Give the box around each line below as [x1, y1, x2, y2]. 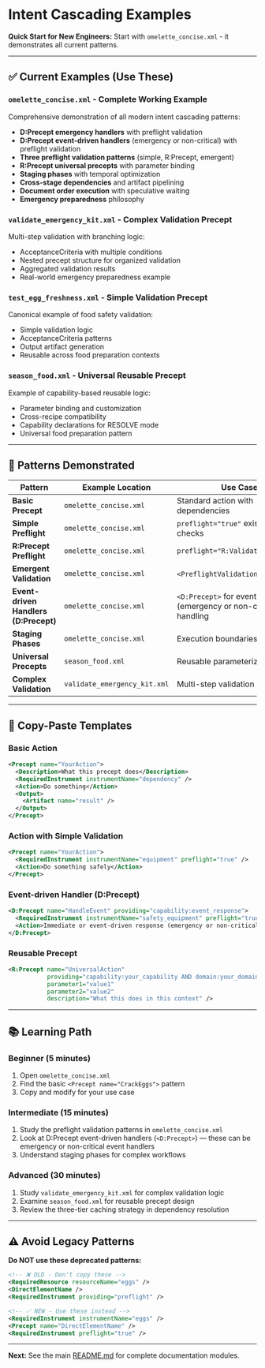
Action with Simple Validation [8, 830, 124, 841]
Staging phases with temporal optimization [19, 169, 161, 178]
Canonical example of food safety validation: [8, 310, 154, 320]
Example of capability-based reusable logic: [8, 388, 151, 398]
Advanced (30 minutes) [8, 1170, 101, 1181]
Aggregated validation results [19, 264, 116, 273]
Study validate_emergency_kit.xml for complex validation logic [19, 1187, 225, 1197]
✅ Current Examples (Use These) [8, 70, 174, 84]
